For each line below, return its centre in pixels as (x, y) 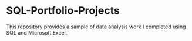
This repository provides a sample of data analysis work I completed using (96, 27)
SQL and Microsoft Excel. (37, 32)
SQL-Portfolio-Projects (63, 11)
